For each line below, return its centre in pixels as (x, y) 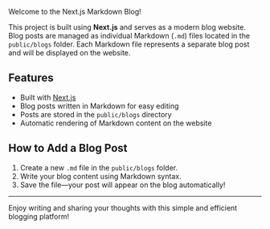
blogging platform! (39, 216)
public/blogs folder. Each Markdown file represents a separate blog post (129, 44)
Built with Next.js (48, 97)
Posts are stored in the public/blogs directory (96, 114)
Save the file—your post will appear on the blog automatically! (123, 185)
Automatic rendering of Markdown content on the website (116, 123)
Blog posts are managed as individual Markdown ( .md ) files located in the (129, 36)
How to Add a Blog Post (68, 148)
